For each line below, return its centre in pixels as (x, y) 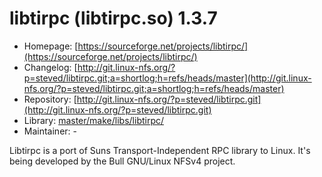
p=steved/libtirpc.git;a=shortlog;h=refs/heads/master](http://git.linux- (167, 78)
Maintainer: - (50, 131)
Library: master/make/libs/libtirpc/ (94, 120)
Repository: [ (50, 99)
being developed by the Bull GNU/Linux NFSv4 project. (122, 161)
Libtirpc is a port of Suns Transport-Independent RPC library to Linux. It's (160, 150)
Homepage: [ (51, 46)
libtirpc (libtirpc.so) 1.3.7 (113, 18)
